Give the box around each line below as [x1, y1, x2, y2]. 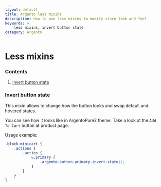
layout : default [5, 7, 38, 12]
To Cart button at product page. [5, 123, 69, 128]
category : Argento [5, 30, 42, 35]
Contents [5, 68, 28, 75]
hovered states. [5, 108, 36, 114]
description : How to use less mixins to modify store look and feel [5, 16, 147, 21]
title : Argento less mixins [5, 12, 62, 17]
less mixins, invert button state [14, 25, 84, 30]
